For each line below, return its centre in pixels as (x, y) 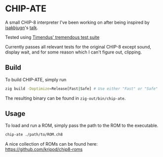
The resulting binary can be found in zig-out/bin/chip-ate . (65, 98)
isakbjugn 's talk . (22, 27)
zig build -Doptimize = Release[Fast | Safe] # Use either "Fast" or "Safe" (81, 89)
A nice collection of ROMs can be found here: (51, 144)
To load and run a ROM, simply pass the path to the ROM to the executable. (82, 126)
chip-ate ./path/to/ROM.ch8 (34, 135)
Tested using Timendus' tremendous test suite (52, 37)
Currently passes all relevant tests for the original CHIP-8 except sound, (78, 47)
